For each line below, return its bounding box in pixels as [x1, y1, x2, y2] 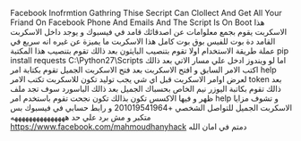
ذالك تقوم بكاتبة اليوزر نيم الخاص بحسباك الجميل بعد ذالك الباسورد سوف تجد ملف [10, 84, 281, 94]
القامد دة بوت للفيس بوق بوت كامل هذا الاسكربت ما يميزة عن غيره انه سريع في [10, 36, 276, 46]
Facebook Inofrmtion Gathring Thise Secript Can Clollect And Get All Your [10, 8, 282, 18]
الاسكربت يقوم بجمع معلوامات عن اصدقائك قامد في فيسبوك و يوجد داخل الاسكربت [10, 27, 288, 37]
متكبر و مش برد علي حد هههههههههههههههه [10, 112, 151, 122]
